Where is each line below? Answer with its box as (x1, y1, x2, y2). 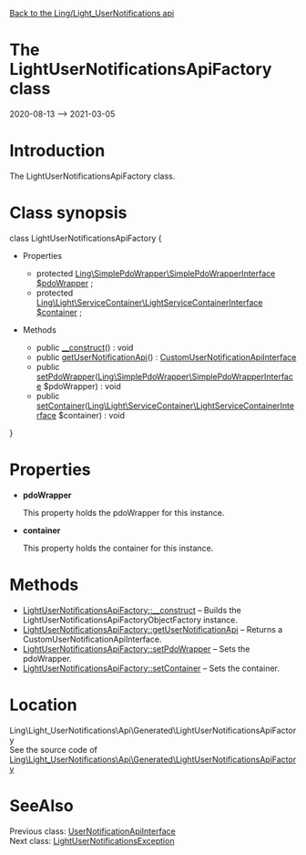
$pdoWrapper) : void (43, 380, 121, 391)
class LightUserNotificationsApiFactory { (9, 232, 162, 243)
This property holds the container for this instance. (22, 542, 214, 553)
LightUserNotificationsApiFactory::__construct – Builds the (22, 604, 241, 615)
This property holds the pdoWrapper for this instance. (22, 507, 225, 518)
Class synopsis (9, 202, 127, 223)
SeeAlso (9, 795, 75, 816)
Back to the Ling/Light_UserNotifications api (9, 8, 175, 18)
